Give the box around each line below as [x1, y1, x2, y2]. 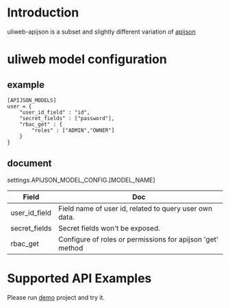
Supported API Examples [7, 270, 152, 286]
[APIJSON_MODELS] [7, 97, 57, 104]
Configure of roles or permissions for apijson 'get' [57, 235, 219, 244]
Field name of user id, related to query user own [57, 204, 213, 213]
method [57, 243, 84, 252]
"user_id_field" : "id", [19, 108, 90, 116]
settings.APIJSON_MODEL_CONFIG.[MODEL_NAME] [7, 176, 155, 184]
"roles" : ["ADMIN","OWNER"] [31, 127, 115, 134]
